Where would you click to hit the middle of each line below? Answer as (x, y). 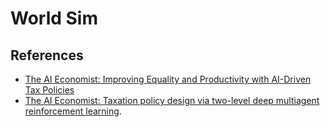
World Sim (54, 18)
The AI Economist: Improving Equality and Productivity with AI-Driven (168, 79)
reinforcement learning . (73, 111)
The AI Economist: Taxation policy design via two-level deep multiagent (172, 100)
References (47, 55)
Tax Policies (49, 90)
